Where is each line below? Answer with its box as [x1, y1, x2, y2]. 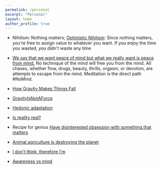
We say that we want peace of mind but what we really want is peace [12, 55, 154, 61]
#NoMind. [12, 76, 33, 82]
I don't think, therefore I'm [12, 149, 66, 155]
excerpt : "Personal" [5, 12, 48, 17]
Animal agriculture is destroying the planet [12, 139, 99, 145]
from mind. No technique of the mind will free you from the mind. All [12, 60, 152, 66]
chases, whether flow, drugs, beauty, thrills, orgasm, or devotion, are [12, 66, 153, 72]
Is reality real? [12, 115, 41, 121]
